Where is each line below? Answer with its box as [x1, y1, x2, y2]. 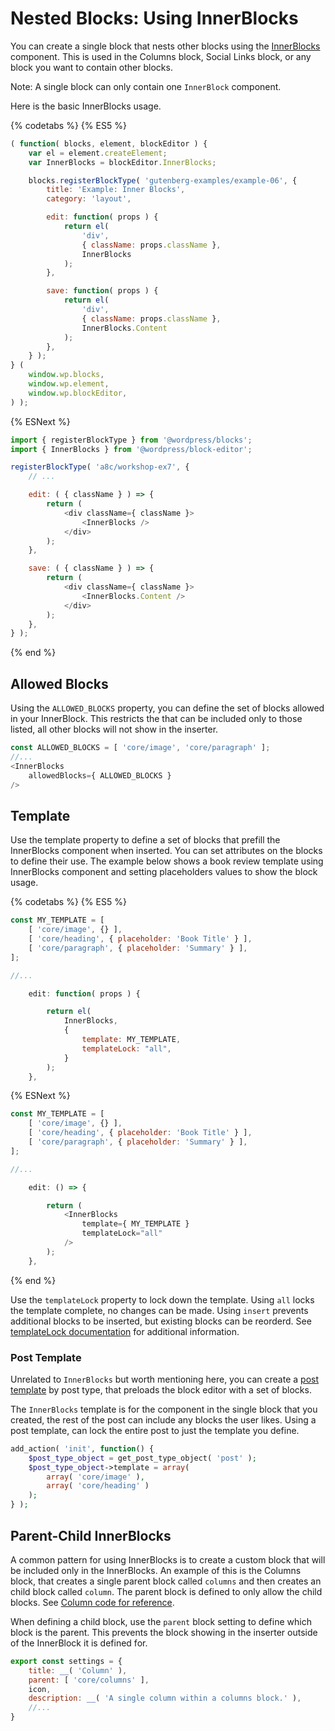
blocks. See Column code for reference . [10, 1596, 175, 1608]
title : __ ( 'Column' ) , [28, 1665, 128, 1676]
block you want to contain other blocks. [10, 61, 173, 73]
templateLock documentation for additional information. [10, 1325, 240, 1337]
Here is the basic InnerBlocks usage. [10, 100, 162, 112]
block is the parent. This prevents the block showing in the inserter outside [10, 1626, 318, 1638]
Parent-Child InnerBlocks [10, 1527, 172, 1544]
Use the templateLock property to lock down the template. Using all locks [10, 1293, 315, 1306]
